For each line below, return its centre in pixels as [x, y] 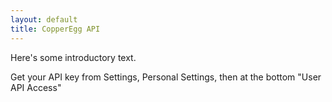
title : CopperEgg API [55, 29]
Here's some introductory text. [73, 57]
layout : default [44, 19]
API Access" [36, 87]
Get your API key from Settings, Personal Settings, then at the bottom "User [166, 77]
